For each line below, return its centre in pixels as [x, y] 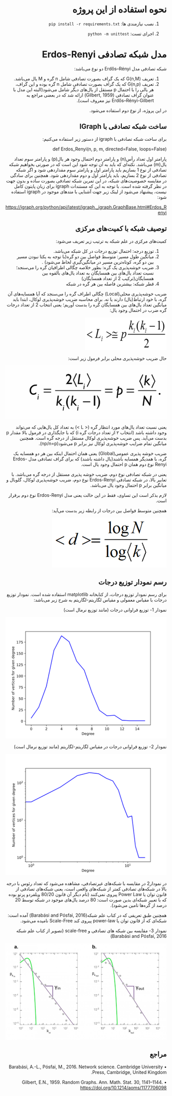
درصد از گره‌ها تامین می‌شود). [138, 905]
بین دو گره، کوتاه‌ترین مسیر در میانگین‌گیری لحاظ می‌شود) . [98, 262]
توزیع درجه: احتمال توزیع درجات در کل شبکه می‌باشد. [104, 251]
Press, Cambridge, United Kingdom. [129, 1072]
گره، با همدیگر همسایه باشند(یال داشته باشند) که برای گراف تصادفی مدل [98, 459]
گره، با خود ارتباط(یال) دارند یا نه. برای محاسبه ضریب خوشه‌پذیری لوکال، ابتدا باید [90, 299]
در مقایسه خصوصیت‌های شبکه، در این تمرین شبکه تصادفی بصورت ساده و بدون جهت [86, 180]
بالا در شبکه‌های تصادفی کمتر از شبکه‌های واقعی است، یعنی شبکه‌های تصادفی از [91, 889]
